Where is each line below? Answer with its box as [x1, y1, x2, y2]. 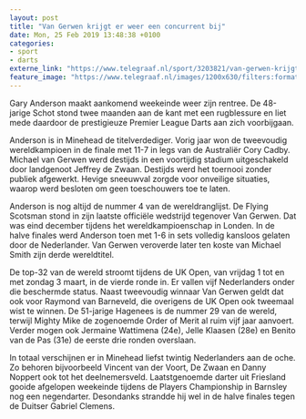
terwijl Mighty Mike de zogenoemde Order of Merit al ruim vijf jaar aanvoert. [9, 315, 294, 326]
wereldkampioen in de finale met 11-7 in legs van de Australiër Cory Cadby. [9, 144, 291, 155]
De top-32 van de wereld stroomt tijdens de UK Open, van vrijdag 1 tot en [9, 266, 285, 278]
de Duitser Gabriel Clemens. [9, 400, 116, 411]
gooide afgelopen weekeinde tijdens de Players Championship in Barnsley [9, 381, 288, 392]
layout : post [9, 13, 59, 23]
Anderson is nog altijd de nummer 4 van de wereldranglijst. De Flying [9, 200, 269, 211]
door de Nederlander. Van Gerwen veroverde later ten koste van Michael [9, 239, 281, 250]
